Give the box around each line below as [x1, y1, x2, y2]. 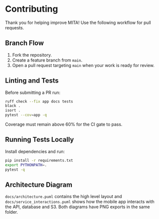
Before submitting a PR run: [5, 89, 61, 95]
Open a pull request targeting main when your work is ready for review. [12, 62, 155, 68]
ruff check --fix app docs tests [5, 99, 73, 104]
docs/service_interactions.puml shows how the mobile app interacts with [5, 199, 155, 205]
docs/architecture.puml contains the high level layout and [5, 194, 122, 199]
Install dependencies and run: [5, 148, 65, 154]
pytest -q [5, 167, 25, 172]
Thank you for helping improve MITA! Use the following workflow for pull [5, 20, 151, 25]
